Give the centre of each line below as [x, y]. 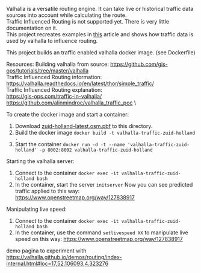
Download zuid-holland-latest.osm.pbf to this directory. [84, 126]
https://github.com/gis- [139, 64]
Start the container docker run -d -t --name [70, 144]
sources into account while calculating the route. [66, 15]
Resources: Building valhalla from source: [58, 64]
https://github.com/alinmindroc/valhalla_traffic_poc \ [71, 103]
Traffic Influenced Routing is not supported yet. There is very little [88, 21]
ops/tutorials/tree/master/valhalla [48, 71]
